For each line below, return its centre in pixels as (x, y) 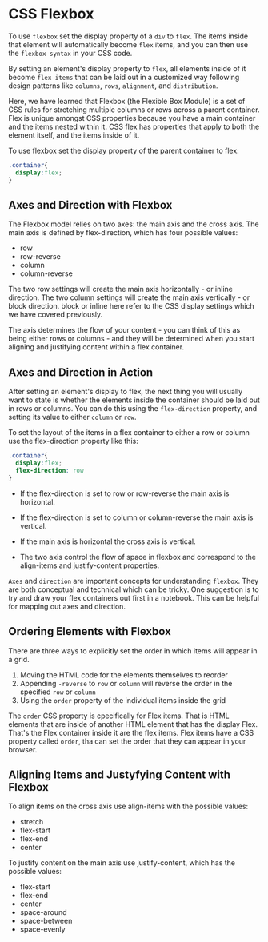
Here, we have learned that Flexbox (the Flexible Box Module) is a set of (127, 101)
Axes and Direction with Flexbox (90, 205)
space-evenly (42, 929)
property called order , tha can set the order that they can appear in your (127, 741)
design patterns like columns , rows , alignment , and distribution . (113, 86)
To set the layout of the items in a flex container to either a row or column (129, 433)
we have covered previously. (56, 315)
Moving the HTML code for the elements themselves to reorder (124, 675)
